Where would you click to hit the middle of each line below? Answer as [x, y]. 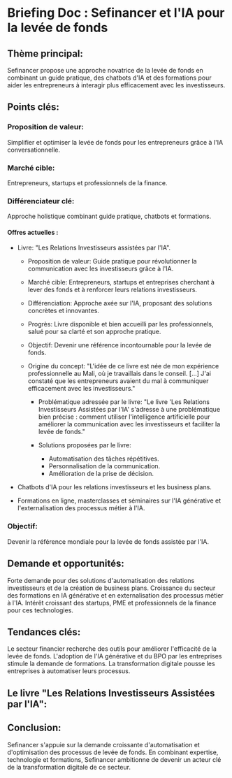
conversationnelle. [34, 150]
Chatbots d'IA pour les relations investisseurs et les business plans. [114, 487]
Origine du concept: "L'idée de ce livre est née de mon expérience [123, 366]
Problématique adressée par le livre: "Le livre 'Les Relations [124, 402]
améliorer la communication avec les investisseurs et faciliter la [129, 424]
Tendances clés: [44, 632]
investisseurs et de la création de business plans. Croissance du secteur [111, 588]
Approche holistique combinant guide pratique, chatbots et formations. [109, 216]
